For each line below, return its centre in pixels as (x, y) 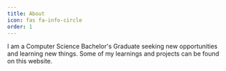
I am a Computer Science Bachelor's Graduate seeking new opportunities (112, 47)
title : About (26, 14)
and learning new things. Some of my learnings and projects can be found (113, 54)
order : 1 (20, 26)
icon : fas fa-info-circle (45, 20)
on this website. (30, 61)
